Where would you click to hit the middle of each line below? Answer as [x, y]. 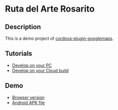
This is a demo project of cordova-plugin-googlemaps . [59, 38]
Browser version [28, 97]
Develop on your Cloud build [40, 70]
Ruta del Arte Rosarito [50, 9]
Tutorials [19, 54]
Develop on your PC [32, 65]
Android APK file [28, 102]
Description [23, 27]
